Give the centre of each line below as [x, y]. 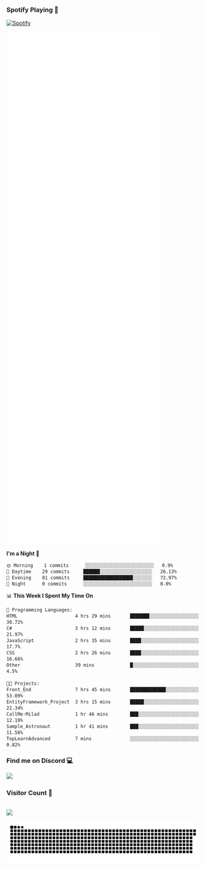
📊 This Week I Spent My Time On [50, 595]
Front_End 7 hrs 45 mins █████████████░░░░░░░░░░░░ [103, 689]
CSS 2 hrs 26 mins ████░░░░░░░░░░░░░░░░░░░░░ [103, 653]
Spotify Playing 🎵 [33, 10]
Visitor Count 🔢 [29, 793]
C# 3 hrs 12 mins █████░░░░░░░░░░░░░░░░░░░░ [103, 628]
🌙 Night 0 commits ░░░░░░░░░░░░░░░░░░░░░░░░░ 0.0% [89, 584]
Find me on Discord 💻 [40, 760]
